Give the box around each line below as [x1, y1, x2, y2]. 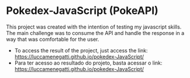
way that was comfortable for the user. [6, 36, 99, 42]
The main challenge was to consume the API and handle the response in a [6, 29, 185, 36]
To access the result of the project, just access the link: [14, 47, 148, 54]
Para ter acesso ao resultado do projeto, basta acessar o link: [14, 59, 163, 66]
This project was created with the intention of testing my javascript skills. [6, 23, 182, 30]
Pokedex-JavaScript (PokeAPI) [6, 4, 159, 17]
